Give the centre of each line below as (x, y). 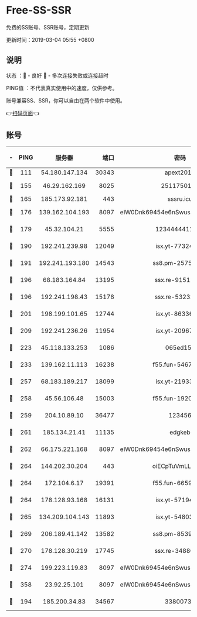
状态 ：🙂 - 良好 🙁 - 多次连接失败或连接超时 (57, 75)
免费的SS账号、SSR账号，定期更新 (48, 27)
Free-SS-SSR (39, 10)
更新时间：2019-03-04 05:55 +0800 (50, 39)
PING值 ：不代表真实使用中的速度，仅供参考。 (62, 88)
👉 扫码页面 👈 (23, 113)
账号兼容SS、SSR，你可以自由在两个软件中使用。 (66, 100)
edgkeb (180, 432)
